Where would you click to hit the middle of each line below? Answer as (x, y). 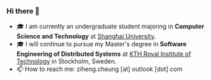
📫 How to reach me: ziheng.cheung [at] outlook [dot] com (99, 69)
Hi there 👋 (23, 11)
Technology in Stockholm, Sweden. (66, 61)
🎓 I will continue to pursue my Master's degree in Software (101, 44)
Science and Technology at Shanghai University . (86, 37)
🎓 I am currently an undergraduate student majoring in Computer (110, 26)
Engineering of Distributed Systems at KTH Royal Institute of (104, 54)
